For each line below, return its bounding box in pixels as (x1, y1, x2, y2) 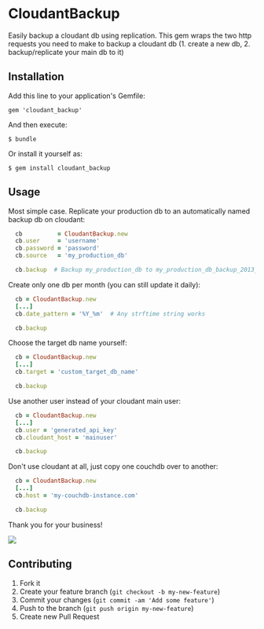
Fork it (19, 578, 41, 587)
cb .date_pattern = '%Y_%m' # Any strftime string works (15, 309, 206, 318)
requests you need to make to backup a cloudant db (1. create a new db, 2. (8, 38, 251, 48)
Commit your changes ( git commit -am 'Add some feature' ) (19, 594, 214, 605)
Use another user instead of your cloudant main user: (8, 396, 181, 405)
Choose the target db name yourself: (8, 338, 127, 348)
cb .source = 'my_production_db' (15, 252, 128, 260)
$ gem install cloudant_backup (8, 164, 111, 172)
